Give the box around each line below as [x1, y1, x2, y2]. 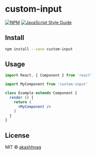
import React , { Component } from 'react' [5, 73, 93, 78]
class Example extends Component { [5, 91, 77, 96]
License [5, 131, 30, 139]
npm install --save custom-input [5, 46, 73, 52]
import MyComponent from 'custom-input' [5, 82, 89, 87]
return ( [14, 99, 32, 104]
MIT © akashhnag [5, 144, 41, 150]
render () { [9, 95, 34, 100]
